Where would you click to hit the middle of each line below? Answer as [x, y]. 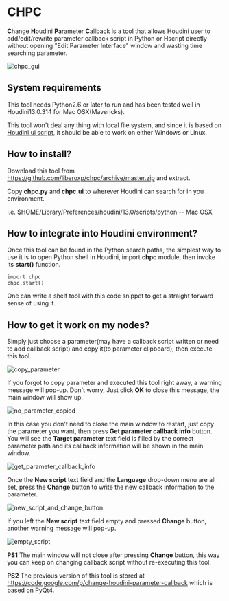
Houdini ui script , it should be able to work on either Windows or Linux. [107, 132]
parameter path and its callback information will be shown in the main [105, 446]
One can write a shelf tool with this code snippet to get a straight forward [110, 296]
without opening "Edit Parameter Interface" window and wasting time [105, 45]
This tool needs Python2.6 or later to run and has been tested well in [104, 105]
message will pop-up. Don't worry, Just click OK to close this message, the [113, 390]
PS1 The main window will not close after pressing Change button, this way [113, 555]
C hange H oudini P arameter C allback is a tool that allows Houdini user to [109, 31]
